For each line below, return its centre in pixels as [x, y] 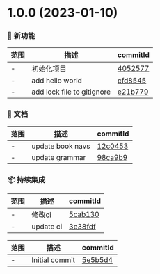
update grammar [59, 157]
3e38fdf [82, 227]
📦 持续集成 [26, 179]
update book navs [61, 146]
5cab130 [84, 215]
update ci [47, 227]
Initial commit [53, 260]
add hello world [57, 81]
